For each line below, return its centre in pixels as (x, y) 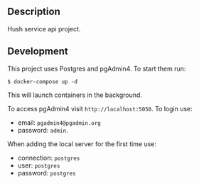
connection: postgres (49, 158)
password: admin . (43, 130)
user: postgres (39, 165)
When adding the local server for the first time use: (82, 144)
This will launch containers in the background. (75, 95)
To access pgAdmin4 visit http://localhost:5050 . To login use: (100, 108)
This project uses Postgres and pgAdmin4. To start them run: (97, 68)
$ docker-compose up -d (43, 81)
